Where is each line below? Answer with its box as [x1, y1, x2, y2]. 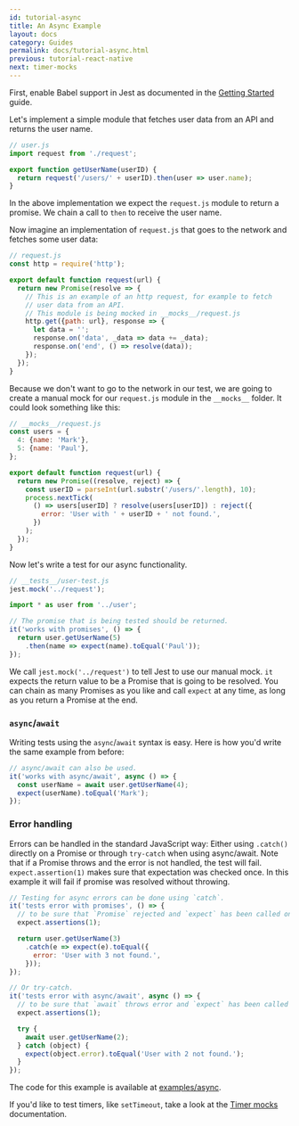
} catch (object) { [17, 1040, 90, 1050]
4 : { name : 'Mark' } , [17, 436, 90, 445]
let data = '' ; [32, 325, 90, 334]
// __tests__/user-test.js [9, 576, 109, 585]
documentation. [9, 1109, 68, 1120]
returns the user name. [9, 123, 93, 134]
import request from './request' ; [9, 149, 138, 158]
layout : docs [9, 29, 58, 38]
